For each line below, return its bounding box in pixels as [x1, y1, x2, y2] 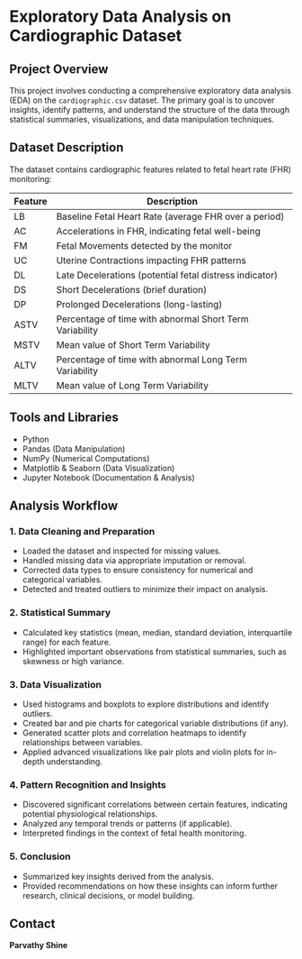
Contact [9, 916, 56, 931]
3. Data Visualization [9, 678, 102, 690]
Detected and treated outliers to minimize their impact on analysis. [22, 584, 268, 595]
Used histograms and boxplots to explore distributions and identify [22, 699, 270, 709]
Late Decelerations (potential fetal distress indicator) [56, 269, 279, 281]
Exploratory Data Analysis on [9, 6, 232, 27]
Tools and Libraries [9, 410, 119, 425]
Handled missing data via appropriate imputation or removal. [22, 555, 247, 566]
